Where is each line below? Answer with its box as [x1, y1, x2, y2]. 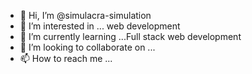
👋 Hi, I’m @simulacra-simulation [19, 10, 152, 21]
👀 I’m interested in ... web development [19, 20, 181, 32]
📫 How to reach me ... [19, 53, 113, 64]
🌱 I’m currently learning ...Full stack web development [19, 31, 242, 42]
